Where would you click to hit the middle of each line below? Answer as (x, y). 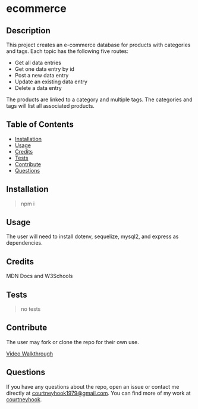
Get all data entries (38, 63)
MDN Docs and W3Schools (40, 276)
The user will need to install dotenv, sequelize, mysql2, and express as (92, 236)
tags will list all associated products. (51, 106)
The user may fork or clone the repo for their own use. (73, 342)
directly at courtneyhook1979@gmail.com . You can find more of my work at (99, 393)
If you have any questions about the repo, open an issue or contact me (93, 386)
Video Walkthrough (30, 354)
